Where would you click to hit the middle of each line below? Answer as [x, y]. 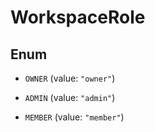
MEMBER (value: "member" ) [74, 117]
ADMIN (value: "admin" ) [70, 97]
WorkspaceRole [78, 17]
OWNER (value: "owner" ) [70, 78]
